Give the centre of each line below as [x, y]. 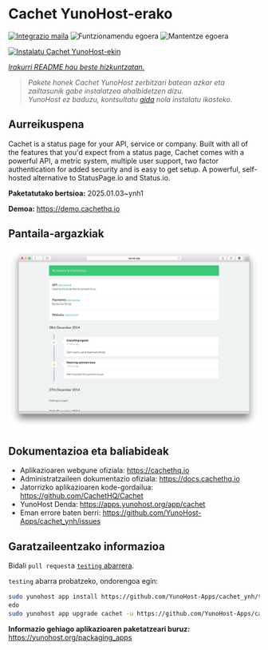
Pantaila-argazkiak [56, 234]
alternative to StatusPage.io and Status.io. [102, 177]
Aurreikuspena [46, 125]
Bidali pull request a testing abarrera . [71, 565]
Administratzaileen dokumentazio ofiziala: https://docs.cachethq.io [130, 479]
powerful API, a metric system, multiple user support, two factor [114, 161]
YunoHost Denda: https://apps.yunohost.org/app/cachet [112, 505]
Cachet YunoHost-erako [91, 14]
